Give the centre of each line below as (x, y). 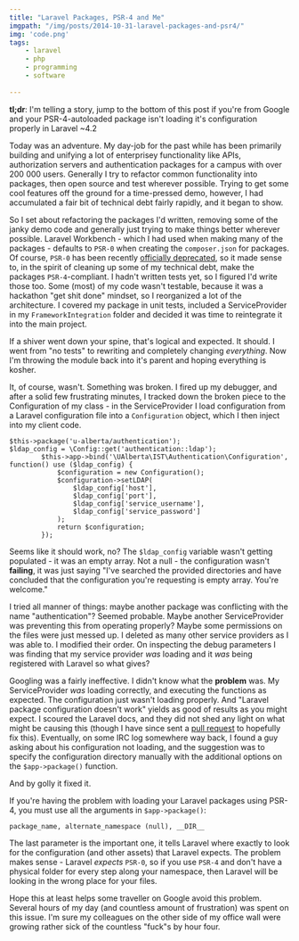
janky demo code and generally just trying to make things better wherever (145, 229)
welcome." (28, 589)
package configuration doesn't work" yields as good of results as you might (148, 709)
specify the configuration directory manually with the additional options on (146, 756)
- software (45, 76)
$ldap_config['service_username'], (138, 504)
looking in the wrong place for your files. (83, 880)
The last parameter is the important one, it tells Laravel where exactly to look (149, 843)
